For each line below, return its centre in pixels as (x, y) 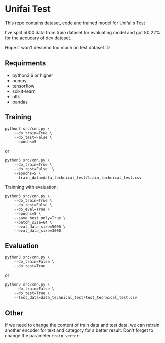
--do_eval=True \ (32, 209)
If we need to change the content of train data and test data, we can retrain (82, 325)
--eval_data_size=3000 (38, 231)
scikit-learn (24, 91)
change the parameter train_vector (42, 336)
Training (18, 117)
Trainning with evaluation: (32, 187)
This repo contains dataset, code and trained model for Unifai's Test (75, 23)
